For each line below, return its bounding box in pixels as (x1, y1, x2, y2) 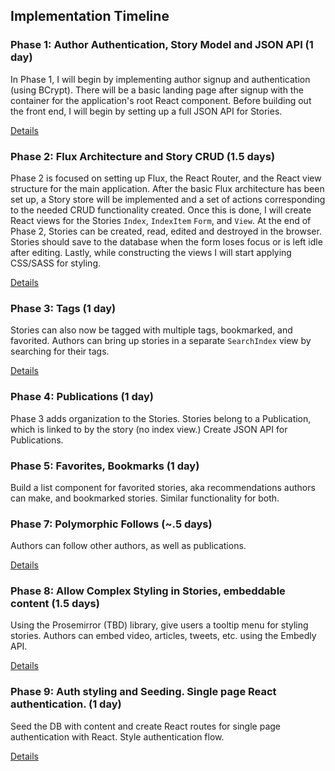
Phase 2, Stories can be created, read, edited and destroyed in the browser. (10, 225, 322, 237)
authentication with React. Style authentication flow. (10, 730, 225, 743)
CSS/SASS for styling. (10, 257, 102, 269)
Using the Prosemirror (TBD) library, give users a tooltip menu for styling (10, 619, 309, 631)
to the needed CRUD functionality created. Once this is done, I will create (10, 204, 312, 216)
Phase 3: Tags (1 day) (10, 301, 117, 315)
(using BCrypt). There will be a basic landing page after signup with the (10, 84, 304, 96)
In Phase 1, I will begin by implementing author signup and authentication (10, 73, 311, 85)
